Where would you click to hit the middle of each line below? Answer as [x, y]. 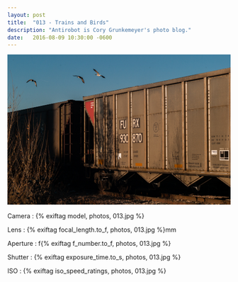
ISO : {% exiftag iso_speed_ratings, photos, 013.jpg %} [87, 271]
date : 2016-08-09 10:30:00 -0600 [60, 38]
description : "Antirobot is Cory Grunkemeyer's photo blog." [100, 30]
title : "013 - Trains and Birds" [58, 22]
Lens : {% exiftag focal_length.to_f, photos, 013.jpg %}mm [92, 230]
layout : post [27, 15]
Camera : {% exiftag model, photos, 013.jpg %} [76, 216]
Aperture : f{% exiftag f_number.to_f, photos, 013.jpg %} [89, 244]
